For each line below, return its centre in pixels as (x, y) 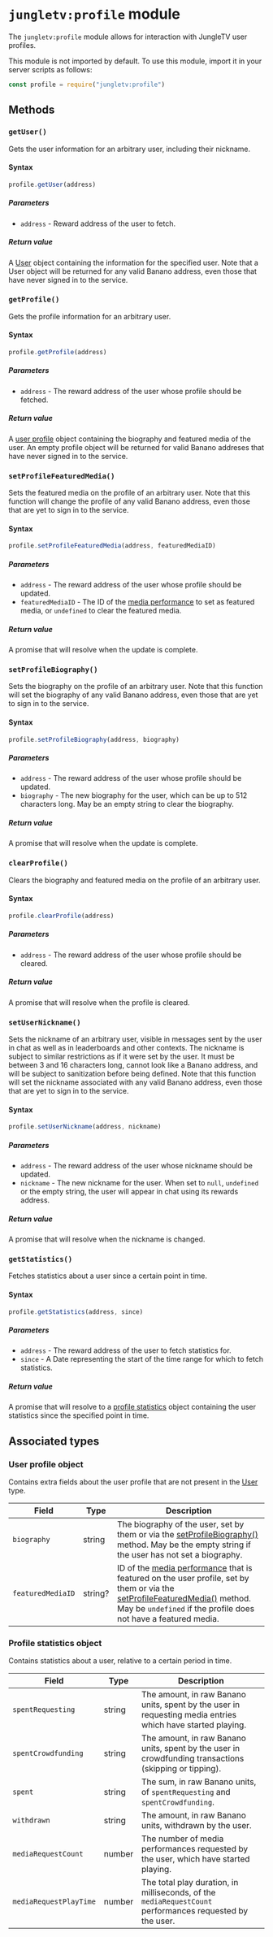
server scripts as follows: (50, 69)
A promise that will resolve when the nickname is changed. (107, 1239)
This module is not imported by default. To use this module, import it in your (135, 61)
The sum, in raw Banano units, (199, 1782)
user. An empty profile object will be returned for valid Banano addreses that (136, 447)
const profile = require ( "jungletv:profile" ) (87, 84)
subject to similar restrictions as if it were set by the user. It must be (122, 1056)
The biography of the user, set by (180, 1524)
